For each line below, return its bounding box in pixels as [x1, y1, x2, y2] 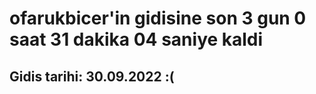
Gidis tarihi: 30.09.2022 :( [9, 68, 175, 85]
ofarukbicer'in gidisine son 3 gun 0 [9, 7, 307, 30]
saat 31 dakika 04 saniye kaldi [9, 28, 264, 51]
